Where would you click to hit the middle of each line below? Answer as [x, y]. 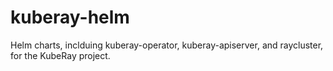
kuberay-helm [70, 17]
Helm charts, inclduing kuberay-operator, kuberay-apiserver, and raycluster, [167, 45]
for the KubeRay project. [60, 55]
